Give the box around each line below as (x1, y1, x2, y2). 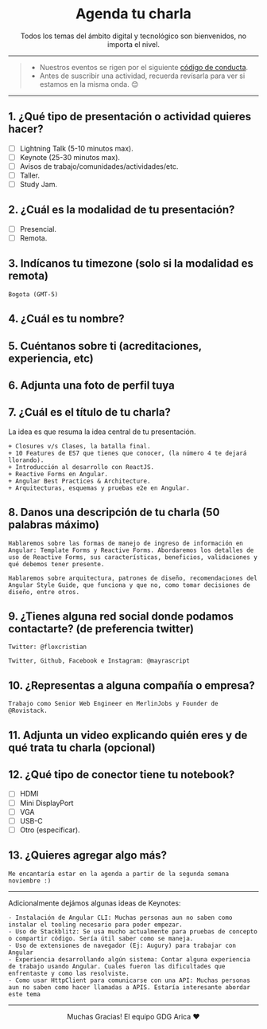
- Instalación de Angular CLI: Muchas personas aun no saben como (8, 914, 233, 921)
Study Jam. (19, 180, 58, 189)
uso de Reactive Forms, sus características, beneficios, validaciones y (8, 553, 258, 561)
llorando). (8, 456, 44, 464)
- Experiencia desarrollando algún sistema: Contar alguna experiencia (8, 955, 250, 964)
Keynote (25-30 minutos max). (19, 152, 121, 162)
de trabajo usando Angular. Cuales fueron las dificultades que (8, 962, 226, 970)
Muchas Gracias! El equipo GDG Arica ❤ (67, 1011, 200, 1021)
